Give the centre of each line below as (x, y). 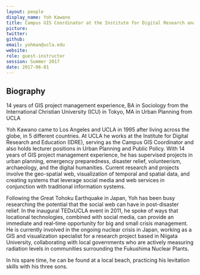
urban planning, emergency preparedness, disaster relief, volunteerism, (94, 161)
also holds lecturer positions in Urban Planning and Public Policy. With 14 (96, 149)
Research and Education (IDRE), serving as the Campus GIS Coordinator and (100, 142)
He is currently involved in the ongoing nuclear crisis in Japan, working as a (99, 230)
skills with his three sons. (37, 267)
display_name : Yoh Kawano (38, 17)
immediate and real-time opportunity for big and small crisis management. (97, 223)
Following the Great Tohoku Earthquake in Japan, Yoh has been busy (91, 198)
